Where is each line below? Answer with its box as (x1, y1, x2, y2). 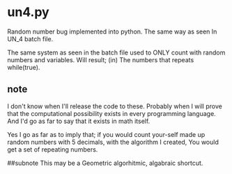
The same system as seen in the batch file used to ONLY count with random (7, 48, 226, 57)
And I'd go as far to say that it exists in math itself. (7, 117, 150, 125)
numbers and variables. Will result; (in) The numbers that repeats (7, 55, 194, 64)
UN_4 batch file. (7, 34, 54, 43)
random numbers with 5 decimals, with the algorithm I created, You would (7, 138, 219, 146)
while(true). (7, 63, 40, 71)
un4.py (7, 4, 50, 20)
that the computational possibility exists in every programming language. (7, 109, 216, 117)
